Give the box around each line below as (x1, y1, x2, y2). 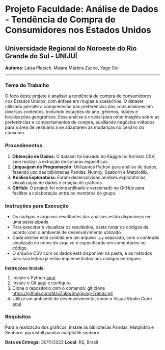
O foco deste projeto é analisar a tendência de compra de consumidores (5, 93, 152, 99)
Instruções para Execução (5, 202, 69, 209)
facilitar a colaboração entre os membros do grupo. (12, 190, 117, 196)
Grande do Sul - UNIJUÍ (5, 52, 78, 60)
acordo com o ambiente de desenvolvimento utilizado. (12, 229, 122, 235)
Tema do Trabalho (5, 81, 49, 88)
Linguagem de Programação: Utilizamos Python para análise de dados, (12, 164, 158, 170)
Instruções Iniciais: (5, 265, 45, 271)
